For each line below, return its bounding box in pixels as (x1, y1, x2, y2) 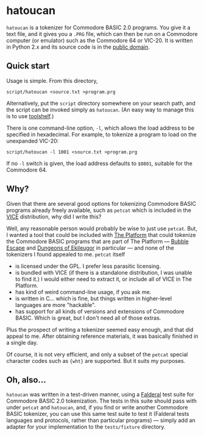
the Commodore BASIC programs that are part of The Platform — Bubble (6, 237, 189, 245)
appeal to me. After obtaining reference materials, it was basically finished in (6, 332, 199, 340)
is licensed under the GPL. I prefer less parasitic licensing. (15, 262, 161, 270)
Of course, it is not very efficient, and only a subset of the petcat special (6, 351, 188, 358)
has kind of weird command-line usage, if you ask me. (15, 288, 152, 295)
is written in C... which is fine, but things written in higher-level (15, 295, 172, 302)
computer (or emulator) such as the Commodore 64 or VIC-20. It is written (6, 37, 193, 44)
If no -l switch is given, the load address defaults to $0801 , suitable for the (6, 160, 193, 167)
